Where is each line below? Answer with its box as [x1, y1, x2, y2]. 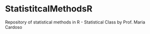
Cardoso [5, 24, 22, 30]
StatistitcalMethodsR [5, 3, 93, 14]
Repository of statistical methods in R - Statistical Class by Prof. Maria [5, 19, 145, 25]
